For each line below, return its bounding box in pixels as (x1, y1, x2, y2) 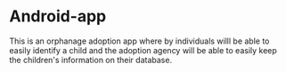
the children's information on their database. (9, 54, 172, 65)
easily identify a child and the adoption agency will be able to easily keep (9, 44, 278, 55)
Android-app (9, 6, 107, 27)
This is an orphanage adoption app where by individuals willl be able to (9, 36, 270, 46)
